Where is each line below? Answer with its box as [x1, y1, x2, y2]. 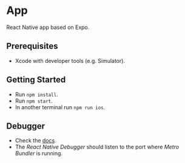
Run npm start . [15, 97, 53, 104]
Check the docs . [15, 137, 56, 144]
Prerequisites [6, 41, 58, 51]
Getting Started [6, 75, 66, 85]
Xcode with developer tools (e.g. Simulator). [15, 57, 126, 64]
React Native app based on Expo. [6, 24, 90, 31]
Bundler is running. [15, 150, 62, 157]
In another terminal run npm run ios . [15, 103, 106, 110]
